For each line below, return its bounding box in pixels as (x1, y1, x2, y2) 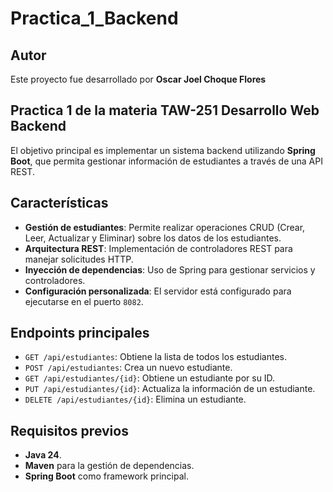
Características (10, 195, 109, 212)
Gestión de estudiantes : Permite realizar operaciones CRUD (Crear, (24, 221, 306, 233)
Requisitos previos (10, 422, 129, 439)
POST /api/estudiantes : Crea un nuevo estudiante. (24, 362, 233, 374)
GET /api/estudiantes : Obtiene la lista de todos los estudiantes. (24, 351, 287, 363)
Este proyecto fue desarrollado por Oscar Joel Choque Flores (10, 73, 267, 85)
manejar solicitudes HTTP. (24, 253, 134, 265)
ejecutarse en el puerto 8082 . (24, 295, 144, 307)
